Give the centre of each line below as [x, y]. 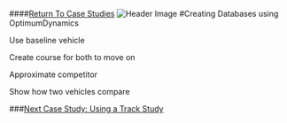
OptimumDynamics [44, 23]
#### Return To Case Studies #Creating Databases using [144, 14]
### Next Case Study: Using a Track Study [86, 109]
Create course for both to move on [72, 57]
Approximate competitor [54, 74]
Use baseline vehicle [47, 40]
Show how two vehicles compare [70, 92]
